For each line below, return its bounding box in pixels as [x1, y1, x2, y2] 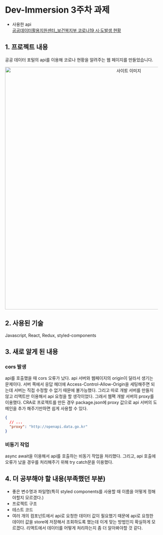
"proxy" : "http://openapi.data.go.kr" [9, 424, 88, 429]
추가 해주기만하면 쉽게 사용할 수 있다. [17, 405, 88, 411]
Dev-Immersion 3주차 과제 [5, 4, 110, 16]
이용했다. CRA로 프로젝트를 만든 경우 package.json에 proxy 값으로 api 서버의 [5, 400, 152, 405]
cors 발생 [5, 363, 27, 370]
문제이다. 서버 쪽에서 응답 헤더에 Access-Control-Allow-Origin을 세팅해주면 [5, 381, 150, 387]
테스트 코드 [12, 506, 33, 512]
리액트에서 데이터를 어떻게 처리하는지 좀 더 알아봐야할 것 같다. [26, 525, 143, 531]
